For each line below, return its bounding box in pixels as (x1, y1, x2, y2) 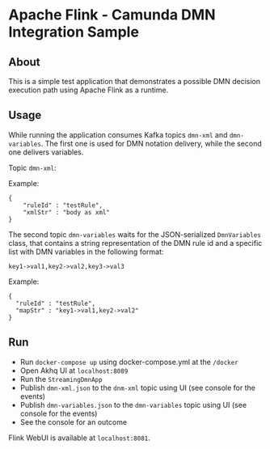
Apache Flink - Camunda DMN (8, 6, 216, 24)
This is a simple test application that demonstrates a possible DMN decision (8, 77, 261, 86)
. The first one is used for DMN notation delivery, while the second (40, 138, 263, 148)
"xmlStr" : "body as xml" (23, 208, 111, 216)
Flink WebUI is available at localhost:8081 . (8, 433, 151, 443)
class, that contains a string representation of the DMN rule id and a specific (8, 238, 263, 248)
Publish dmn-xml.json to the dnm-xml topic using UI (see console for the (19, 383, 256, 392)
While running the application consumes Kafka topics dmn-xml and (8, 129, 228, 139)
